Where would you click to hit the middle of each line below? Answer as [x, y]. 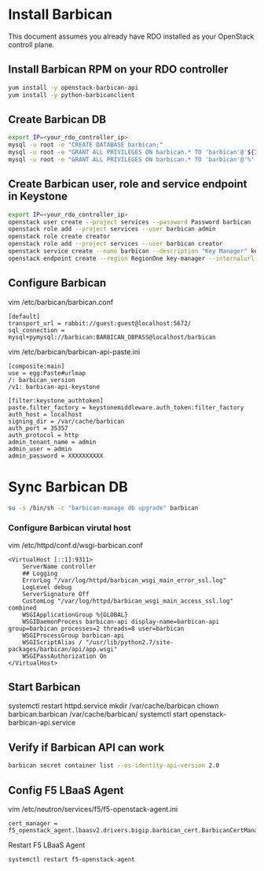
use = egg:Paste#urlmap [47, 373]
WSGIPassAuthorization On [65, 656]
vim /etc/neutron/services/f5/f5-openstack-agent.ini [93, 809]
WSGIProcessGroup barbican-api [73, 636]
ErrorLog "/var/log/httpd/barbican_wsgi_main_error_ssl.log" [124, 580]
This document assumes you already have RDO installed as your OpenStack [131, 36]
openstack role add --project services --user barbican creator [115, 244]
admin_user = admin [40, 449]
